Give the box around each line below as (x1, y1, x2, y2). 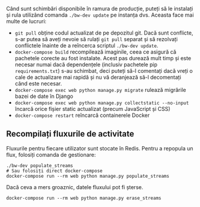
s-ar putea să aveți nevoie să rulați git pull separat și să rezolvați (14, 36, 178, 42)
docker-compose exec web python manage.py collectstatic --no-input (14, 100, 189, 106)
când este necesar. (14, 80, 62, 87)
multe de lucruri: (6, 18, 47, 24)
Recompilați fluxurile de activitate (6, 129, 134, 139)
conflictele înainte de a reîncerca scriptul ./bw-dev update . (14, 42, 159, 49)
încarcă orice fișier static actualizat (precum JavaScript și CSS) (14, 106, 171, 112)
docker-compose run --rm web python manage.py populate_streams (6, 173, 170, 179)
